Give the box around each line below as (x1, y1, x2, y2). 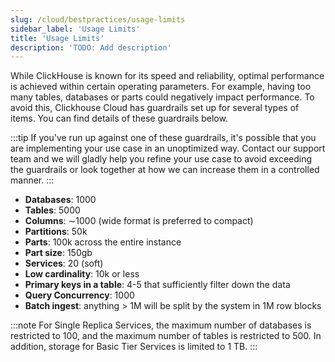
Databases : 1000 (24, 194, 97, 206)
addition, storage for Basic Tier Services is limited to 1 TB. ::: (10, 341, 258, 353)
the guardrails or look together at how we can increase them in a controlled (10, 164, 320, 176)
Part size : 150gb (24, 247, 93, 259)
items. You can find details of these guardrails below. (10, 112, 228, 125)
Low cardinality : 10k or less (24, 268, 140, 280)
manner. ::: (10, 174, 55, 186)
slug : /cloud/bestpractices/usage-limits (10, 14, 186, 25)
